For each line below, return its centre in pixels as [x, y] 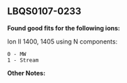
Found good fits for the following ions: [64, 28]
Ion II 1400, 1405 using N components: [62, 41]
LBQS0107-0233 [44, 11]
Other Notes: [27, 73]
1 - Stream [23, 60]
